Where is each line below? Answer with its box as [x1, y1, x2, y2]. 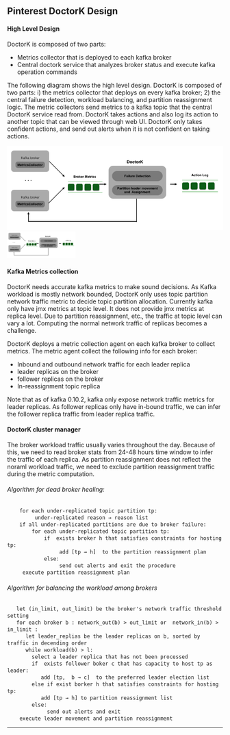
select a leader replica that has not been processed [31, 653, 188, 660]
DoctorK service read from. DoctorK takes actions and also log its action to [7, 110, 218, 119]
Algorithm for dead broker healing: [7, 486, 105, 494]
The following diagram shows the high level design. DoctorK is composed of [7, 81, 222, 89]
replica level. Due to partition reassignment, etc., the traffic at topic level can [7, 312, 222, 320]
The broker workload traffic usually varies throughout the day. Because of [7, 440, 216, 449]
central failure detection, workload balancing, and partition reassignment [7, 95, 212, 103]
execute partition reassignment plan [22, 569, 130, 576]
